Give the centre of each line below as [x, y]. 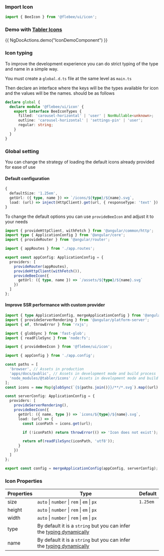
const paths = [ [21, 365]
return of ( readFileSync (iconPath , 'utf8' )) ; [69, 441]
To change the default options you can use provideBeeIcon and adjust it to [79, 216]
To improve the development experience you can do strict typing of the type [82, 64]
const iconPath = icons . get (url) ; [58, 424]
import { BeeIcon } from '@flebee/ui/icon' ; [51, 17]
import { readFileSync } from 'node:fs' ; [48, 338]
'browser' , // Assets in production [47, 369]
